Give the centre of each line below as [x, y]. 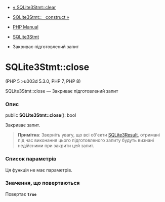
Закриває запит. [23, 125]
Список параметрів [31, 159]
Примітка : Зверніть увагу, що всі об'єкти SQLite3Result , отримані [89, 135]
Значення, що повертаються [43, 183]
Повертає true [21, 194]
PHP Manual [26, 27]
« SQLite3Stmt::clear [34, 7]
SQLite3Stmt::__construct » [41, 17]
